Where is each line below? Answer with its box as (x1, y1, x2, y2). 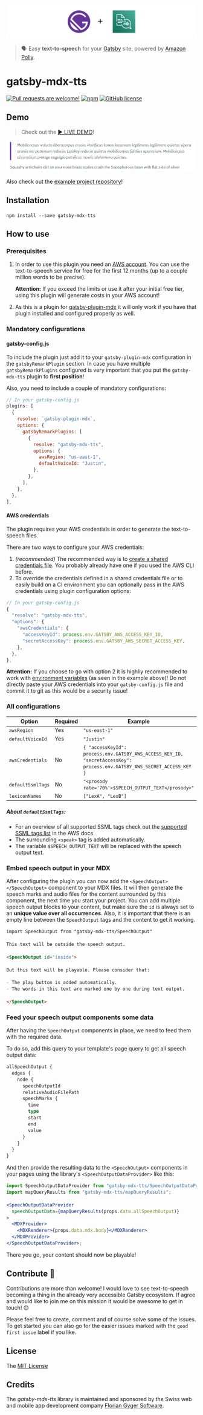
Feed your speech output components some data (6, 1013, 154, 1022)
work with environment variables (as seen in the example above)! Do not (6, 675, 186, 682)
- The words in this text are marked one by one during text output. (6, 986, 185, 992)
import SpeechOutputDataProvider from (6, 1183, 104, 1189)
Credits (6, 1379, 35, 1390)
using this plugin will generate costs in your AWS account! (14, 292, 160, 299)
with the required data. (6, 1033, 63, 1041)
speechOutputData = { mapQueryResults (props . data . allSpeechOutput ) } (11, 1208, 180, 1214)
